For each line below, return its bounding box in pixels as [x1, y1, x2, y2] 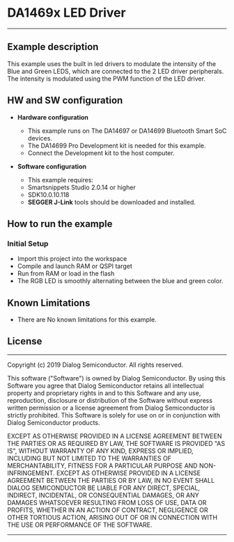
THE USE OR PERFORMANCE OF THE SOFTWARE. [7, 520, 153, 529]
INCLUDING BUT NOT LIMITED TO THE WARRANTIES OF [7, 454, 172, 462]
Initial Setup [7, 239, 49, 248]
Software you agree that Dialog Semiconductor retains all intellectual [7, 381, 204, 390]
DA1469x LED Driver [7, 5, 127, 21]
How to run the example [7, 218, 113, 230]
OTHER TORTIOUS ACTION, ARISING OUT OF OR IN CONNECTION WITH [7, 513, 218, 521]
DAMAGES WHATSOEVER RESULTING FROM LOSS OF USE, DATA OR [7, 498, 207, 507]
